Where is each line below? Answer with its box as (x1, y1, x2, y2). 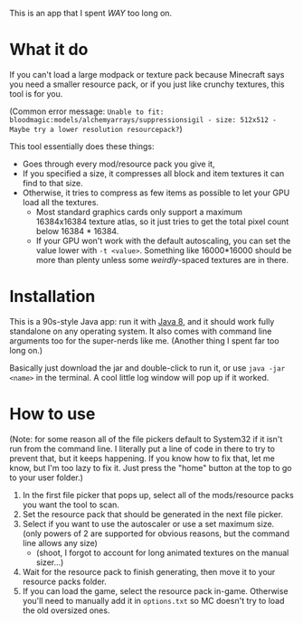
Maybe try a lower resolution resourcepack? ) (9, 123, 183, 134)
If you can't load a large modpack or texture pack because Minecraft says (9, 69, 285, 80)
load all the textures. (22, 196, 99, 207)
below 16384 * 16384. (35, 225, 119, 236)
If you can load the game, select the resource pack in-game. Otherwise (22, 585, 289, 596)
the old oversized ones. (22, 605, 110, 616)
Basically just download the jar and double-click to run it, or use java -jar (9, 362, 286, 373)
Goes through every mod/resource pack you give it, (22, 158, 215, 169)
